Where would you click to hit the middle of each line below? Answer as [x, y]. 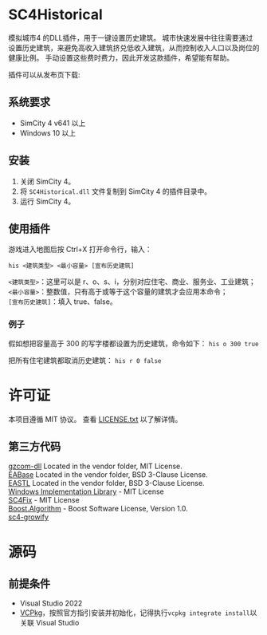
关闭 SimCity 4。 [47, 181]
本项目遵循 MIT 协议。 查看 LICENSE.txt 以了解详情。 [95, 419]
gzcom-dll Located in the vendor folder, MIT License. [96, 466]
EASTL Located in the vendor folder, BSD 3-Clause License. [106, 483]
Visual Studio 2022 [51, 603]
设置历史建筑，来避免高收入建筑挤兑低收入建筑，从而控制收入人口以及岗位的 [134, 47]
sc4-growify [29, 517]
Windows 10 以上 [48, 132]
